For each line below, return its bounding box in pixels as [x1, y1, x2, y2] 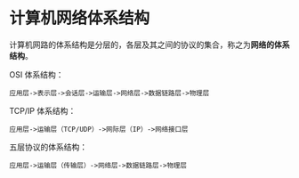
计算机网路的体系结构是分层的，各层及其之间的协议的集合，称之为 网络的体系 [9, 39, 290, 50]
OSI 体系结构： [9, 69, 64, 80]
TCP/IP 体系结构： [9, 105, 77, 116]
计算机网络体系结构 [9, 8, 150, 28]
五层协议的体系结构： [9, 142, 87, 152]
